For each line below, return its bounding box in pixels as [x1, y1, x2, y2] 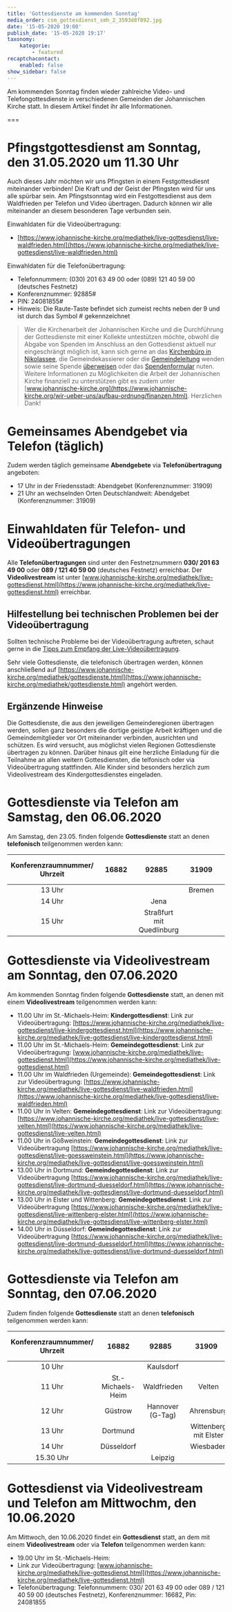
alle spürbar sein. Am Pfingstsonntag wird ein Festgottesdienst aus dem [7, 192, 212, 200]
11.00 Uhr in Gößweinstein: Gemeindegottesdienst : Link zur [17, 1136, 188, 1145]
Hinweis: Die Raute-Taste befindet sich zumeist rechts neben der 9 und [17, 304, 220, 313]
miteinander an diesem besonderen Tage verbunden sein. [7, 207, 171, 215]
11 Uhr [40, 1381, 64, 1391]
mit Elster [193, 1430, 224, 1439]
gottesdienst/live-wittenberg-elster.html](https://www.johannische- [17, 1210, 209, 1218]
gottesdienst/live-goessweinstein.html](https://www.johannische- [17, 1151, 205, 1159]
